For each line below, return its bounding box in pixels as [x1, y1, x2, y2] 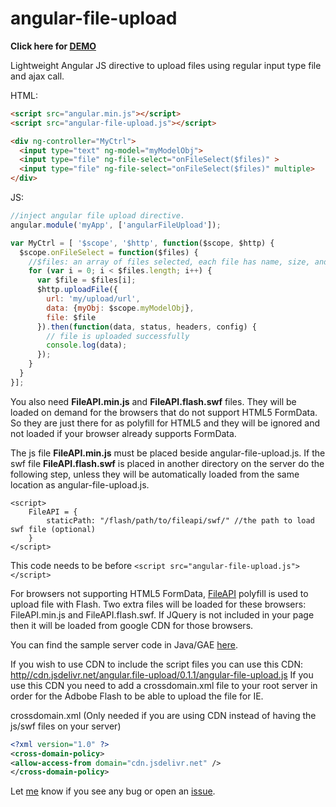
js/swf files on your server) [10, 720, 122, 732]
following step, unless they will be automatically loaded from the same [10, 468, 300, 480]
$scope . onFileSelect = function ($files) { [19, 247, 199, 257]
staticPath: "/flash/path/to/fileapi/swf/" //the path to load [46, 515, 315, 526]
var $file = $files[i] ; [36, 275, 137, 286]
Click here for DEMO [10, 40, 97, 52]
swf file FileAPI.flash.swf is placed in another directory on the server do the [10, 457, 325, 469]
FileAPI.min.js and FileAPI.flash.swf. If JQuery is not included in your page [10, 608, 315, 621]
